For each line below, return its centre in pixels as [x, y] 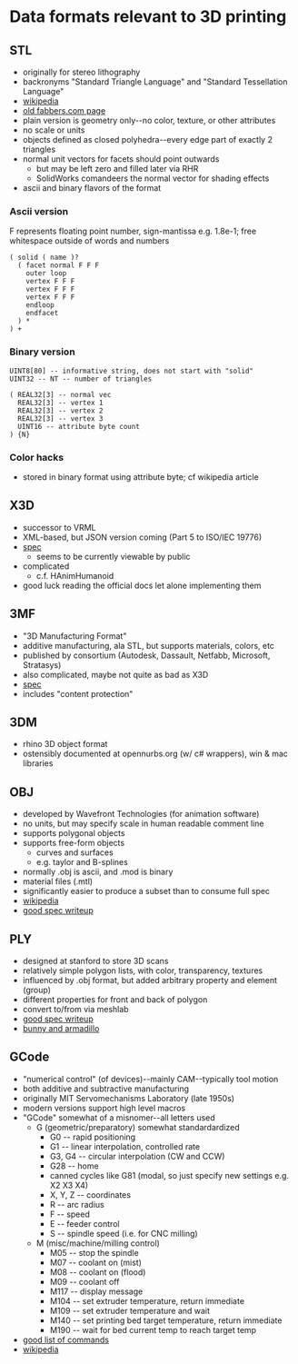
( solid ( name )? [44, 258]
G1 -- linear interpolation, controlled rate [125, 1146]
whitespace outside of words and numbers [89, 241]
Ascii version [39, 211]
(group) [37, 990]
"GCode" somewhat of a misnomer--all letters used [119, 1117]
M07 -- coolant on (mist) [96, 1262]
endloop [40, 305]
